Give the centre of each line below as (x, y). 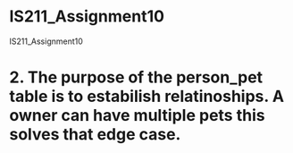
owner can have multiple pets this (137, 116)
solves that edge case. (95, 135)
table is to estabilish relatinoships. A (146, 97)
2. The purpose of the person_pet (136, 77)
